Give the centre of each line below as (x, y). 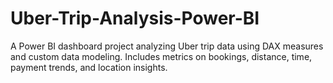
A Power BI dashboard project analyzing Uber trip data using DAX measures (167, 46)
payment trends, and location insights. (89, 67)
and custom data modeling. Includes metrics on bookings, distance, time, (161, 56)
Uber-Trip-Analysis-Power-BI (135, 18)
